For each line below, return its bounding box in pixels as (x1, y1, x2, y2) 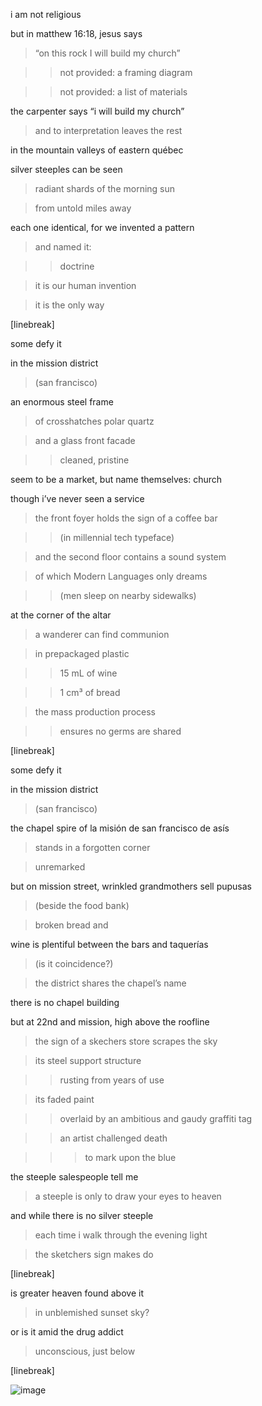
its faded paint (34, 1094, 95, 1105)
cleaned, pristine (59, 454, 130, 466)
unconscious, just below (34, 1345, 136, 1357)
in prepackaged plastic (34, 648, 130, 659)
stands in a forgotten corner (34, 842, 151, 853)
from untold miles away (34, 202, 132, 214)
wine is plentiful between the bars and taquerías (10, 939, 209, 950)
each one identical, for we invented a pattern (10, 222, 195, 233)
